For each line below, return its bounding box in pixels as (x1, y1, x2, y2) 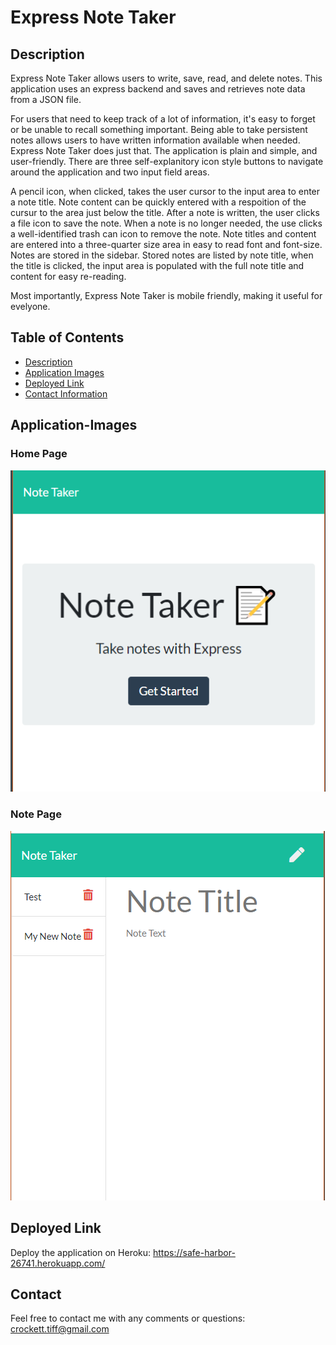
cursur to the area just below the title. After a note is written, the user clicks (10, 207, 320, 218)
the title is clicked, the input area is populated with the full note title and (10, 260, 305, 271)
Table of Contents (10, 329, 125, 346)
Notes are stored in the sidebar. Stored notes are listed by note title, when (10, 249, 314, 261)
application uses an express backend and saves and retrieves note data (10, 83, 306, 95)
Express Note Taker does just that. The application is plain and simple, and (10, 145, 318, 156)
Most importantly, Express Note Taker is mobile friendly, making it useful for (10, 290, 323, 301)
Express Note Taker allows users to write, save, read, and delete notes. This (10, 72, 323, 84)
